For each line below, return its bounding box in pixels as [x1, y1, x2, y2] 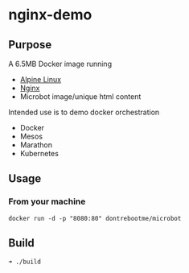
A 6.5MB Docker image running [8, 59, 113, 68]
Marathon [19, 140, 52, 150]
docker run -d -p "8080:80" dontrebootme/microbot [8, 214, 182, 222]
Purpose [8, 38, 52, 52]
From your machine [8, 196, 86, 207]
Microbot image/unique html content [19, 92, 142, 101]
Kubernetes [19, 149, 59, 158]
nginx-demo [8, 6, 92, 24]
